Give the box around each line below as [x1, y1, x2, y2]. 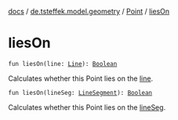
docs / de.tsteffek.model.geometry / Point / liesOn [8, 7, 170, 16]
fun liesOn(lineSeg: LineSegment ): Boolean [8, 89, 153, 96]
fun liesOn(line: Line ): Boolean [8, 60, 118, 67]
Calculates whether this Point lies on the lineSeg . [8, 102, 166, 112]
